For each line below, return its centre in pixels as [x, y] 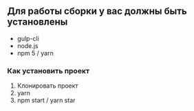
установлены [37, 22]
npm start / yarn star [46, 100]
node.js [28, 46]
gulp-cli [28, 38]
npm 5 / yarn [35, 53]
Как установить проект [48, 71]
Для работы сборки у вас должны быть [97, 11]
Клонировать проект [47, 86]
